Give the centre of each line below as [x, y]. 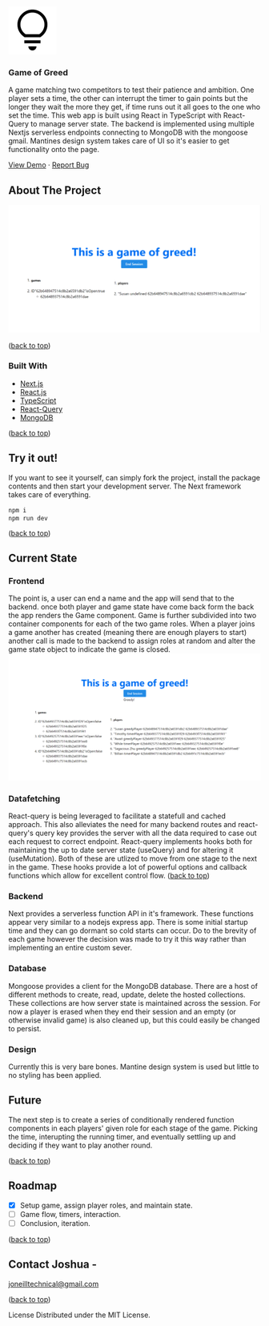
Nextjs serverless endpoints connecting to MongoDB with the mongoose [128, 133]
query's [21, 833]
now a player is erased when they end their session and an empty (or [122, 1011]
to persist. [25, 1028]
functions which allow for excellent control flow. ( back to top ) [109, 876]
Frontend [26, 581]
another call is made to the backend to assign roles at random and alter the [132, 641]
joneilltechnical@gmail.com [54, 1284]
